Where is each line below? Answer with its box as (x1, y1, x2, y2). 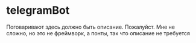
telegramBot (6, 4, 70, 17)
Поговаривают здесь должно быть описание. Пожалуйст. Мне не (6, 23, 175, 30)
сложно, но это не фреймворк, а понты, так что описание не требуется (6, 29, 191, 36)
